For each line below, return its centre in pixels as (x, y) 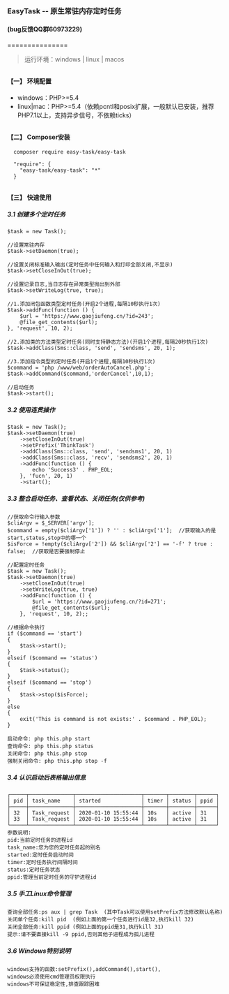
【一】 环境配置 (30, 81)
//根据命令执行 (26, 628)
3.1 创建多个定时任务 (37, 214)
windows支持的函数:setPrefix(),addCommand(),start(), (84, 970)
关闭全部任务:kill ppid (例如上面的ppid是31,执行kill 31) (86, 927)
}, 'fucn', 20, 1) (46, 476)
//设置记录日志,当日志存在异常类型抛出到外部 (64, 284)
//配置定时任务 (26, 565)
